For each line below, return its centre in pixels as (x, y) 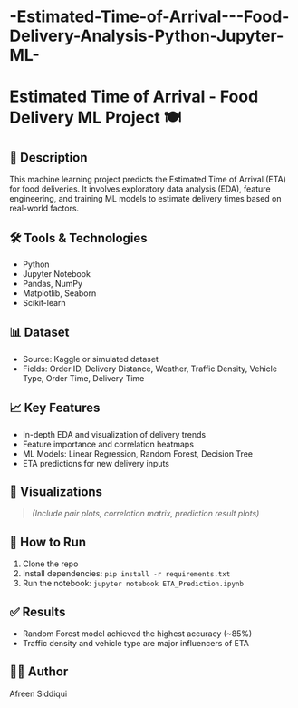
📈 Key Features (55, 408)
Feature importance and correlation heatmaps (108, 444)
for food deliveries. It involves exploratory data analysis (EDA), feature (140, 189)
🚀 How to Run (48, 542)
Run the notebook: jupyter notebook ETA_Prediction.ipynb (133, 584)
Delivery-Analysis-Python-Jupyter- (147, 36)
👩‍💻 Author (39, 672)
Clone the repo (50, 564)
